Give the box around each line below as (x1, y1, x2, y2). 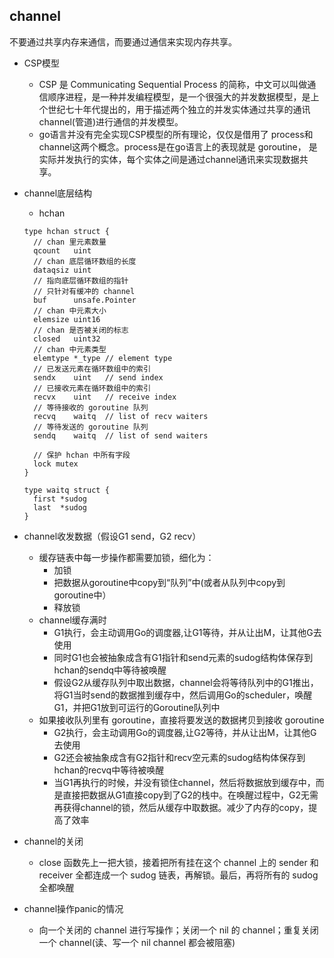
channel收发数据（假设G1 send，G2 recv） (23, 530, 202, 542)
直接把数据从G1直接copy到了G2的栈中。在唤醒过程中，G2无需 (62, 789, 319, 801)
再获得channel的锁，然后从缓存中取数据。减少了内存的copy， (53, 801, 309, 813)
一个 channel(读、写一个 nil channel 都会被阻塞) (38, 936, 236, 948)
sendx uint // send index (33, 372, 164, 383)
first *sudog (33, 494, 88, 504)
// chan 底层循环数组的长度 (33, 256, 137, 266)
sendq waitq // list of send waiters (33, 430, 209, 441)
